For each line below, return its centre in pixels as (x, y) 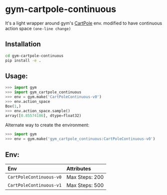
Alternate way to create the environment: (47, 125)
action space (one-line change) (38, 28)
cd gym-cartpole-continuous (34, 56)
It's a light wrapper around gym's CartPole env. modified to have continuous (84, 23)
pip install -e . (23, 60)
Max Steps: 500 (85, 185)
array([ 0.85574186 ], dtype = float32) (43, 116)
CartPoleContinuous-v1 (34, 185)
